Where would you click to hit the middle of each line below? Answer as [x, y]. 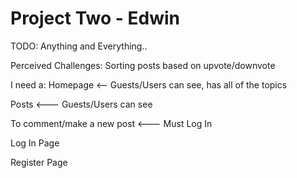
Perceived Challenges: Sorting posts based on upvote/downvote [143, 65]
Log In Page [35, 143]
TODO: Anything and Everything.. [79, 46]
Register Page [39, 162]
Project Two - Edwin [95, 18]
